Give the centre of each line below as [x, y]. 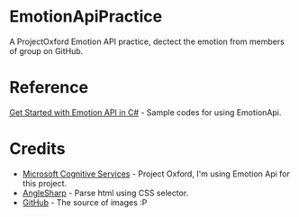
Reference [49, 88]
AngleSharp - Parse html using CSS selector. [105, 193]
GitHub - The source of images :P [85, 202]
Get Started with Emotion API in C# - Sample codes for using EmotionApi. [145, 112]
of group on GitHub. [46, 50]
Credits [37, 149]
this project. [45, 183]
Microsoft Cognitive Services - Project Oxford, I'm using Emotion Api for [156, 174]
